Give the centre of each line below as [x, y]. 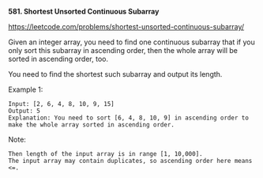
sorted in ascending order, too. [58, 59]
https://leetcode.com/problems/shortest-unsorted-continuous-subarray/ [126, 27]
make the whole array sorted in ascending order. [92, 125]
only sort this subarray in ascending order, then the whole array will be [123, 50]
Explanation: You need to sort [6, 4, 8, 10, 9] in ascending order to [128, 118]
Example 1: [26, 89]
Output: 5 [24, 111]
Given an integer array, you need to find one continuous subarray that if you [131, 42]
